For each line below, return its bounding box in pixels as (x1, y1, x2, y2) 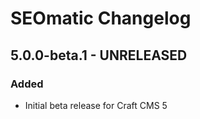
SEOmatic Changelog (10, 7, 192, 30)
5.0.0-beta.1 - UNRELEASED (10, 47, 188, 64)
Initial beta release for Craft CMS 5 (24, 99, 168, 111)
